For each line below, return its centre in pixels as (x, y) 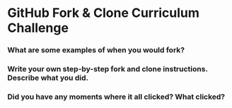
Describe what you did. (48, 78)
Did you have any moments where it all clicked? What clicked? (116, 97)
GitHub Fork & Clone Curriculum (104, 13)
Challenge (38, 28)
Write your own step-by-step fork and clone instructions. (108, 69)
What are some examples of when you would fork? (96, 50)
